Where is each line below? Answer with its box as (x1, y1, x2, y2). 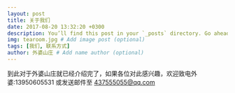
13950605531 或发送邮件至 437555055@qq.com (15, 78, 155, 86)
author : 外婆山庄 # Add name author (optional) (7, 50, 145, 57)
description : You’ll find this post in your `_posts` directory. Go (7, 29, 211, 37)
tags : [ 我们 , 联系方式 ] (7, 43, 71, 50)
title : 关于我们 (7, 17, 50, 24)
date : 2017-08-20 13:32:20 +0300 (7, 23, 105, 30)
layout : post (7, 10, 45, 17)
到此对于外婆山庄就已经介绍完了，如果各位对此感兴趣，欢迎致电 (7, 69, 191, 78)
